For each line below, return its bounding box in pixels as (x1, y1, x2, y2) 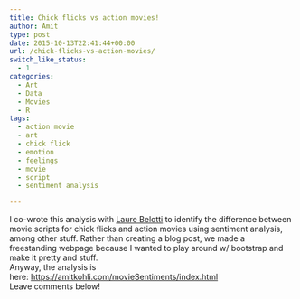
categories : (9, 72, 54, 81)
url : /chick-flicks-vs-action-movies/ (9, 47, 155, 56)
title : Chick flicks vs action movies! (9, 13, 160, 23)
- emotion (17, 147, 54, 156)
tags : (9, 114, 30, 123)
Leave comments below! (9, 281, 101, 292)
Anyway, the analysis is (9, 262, 97, 273)
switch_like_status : (9, 55, 88, 64)
